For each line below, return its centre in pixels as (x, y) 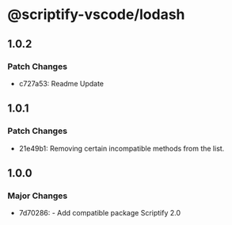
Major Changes (38, 196)
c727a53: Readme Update (61, 83)
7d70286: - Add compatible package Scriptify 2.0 (100, 213)
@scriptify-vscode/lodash (96, 15)
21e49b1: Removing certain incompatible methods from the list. (122, 148)
